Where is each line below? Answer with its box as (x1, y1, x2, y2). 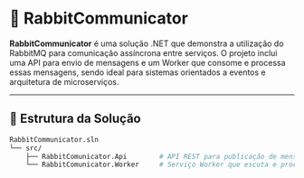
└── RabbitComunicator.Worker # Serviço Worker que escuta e (25, 160, 278, 170)
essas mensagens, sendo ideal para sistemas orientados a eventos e (9, 67, 266, 78)
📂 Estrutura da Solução (9, 111, 142, 126)
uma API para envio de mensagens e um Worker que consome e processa (9, 57, 287, 68)
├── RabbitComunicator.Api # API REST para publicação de (25, 152, 278, 161)
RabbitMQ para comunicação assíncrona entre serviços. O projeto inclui (9, 47, 278, 58)
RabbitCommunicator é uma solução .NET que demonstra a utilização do (9, 38, 284, 49)
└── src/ (9, 144, 43, 153)
